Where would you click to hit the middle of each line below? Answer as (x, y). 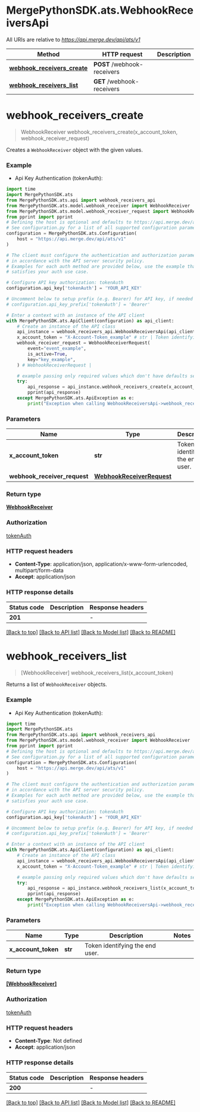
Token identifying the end (121, 946)
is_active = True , (48, 354)
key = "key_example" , (52, 359)
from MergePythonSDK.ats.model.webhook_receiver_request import (87, 211)
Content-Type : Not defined (48, 1041)
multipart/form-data (39, 570)
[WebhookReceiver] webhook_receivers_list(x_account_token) (97, 673)
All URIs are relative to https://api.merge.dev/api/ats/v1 (74, 39)
